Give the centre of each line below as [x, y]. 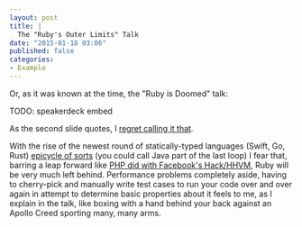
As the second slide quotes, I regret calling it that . [101, 128]
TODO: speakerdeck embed [61, 111]
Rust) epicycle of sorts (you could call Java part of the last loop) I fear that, [148, 155]
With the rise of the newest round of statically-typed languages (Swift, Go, [147, 146]
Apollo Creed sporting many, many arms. [85, 213]
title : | [26, 26]
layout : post [34, 18]
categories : [32, 59]
